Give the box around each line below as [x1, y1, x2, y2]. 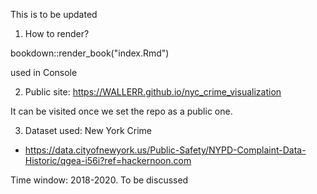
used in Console [10, 67, 78, 78]
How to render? [24, 28, 90, 39]
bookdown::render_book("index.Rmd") [10, 47, 170, 59]
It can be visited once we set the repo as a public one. [10, 105, 233, 117]
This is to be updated [10, 9, 98, 20]
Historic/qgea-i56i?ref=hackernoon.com [24, 155, 192, 166]
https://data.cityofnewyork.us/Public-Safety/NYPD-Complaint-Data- [24, 144, 307, 156]
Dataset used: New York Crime [24, 125, 152, 136]
